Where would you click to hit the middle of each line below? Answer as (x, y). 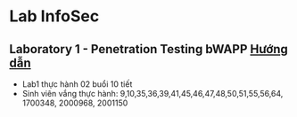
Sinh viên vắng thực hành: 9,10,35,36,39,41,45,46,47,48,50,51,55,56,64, (153, 94)
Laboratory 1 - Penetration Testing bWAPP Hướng (148, 49)
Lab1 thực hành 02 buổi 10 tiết (77, 84)
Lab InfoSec (54, 16)
